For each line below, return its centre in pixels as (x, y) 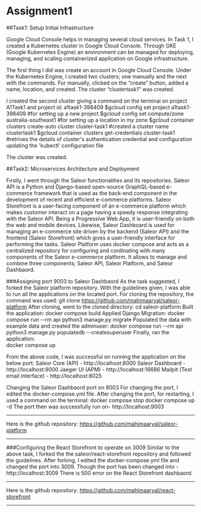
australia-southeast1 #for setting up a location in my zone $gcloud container (100, 120)
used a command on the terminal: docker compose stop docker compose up (100, 400)
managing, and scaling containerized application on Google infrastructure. (98, 58)
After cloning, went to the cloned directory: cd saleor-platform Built (111, 307)
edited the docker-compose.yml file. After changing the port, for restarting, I (100, 394)
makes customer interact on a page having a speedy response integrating (97, 212)
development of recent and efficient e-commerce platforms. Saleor (89, 199)
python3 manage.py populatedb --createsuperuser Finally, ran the (88, 332)
